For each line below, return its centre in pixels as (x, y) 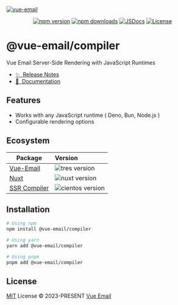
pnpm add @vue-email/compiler (45, 262)
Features (23, 100)
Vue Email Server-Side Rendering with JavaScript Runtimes (81, 62)
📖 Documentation (38, 81)
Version (66, 158)
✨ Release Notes (37, 74)
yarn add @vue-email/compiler (45, 246)
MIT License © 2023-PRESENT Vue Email (59, 296)
